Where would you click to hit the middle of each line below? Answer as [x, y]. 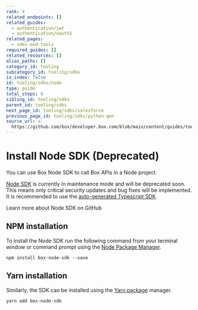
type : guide [21, 89]
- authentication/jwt [38, 28]
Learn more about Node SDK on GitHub [54, 208]
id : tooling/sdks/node [34, 83]
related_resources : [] [34, 56]
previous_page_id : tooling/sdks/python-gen [60, 116]
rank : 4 [16, 12]
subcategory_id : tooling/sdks [43, 72]
